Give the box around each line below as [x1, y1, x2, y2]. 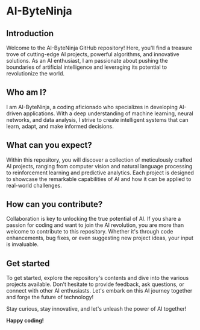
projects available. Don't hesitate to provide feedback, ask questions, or [6, 281, 185, 288]
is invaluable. [6, 241, 39, 248]
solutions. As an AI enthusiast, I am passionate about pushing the [6, 57, 168, 64]
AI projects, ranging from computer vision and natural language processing [6, 162, 193, 170]
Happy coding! [6, 317, 44, 324]
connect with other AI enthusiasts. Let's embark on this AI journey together [6, 287, 193, 294]
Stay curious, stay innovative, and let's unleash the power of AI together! [6, 305, 187, 313]
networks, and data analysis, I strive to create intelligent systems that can [6, 116, 189, 123]
